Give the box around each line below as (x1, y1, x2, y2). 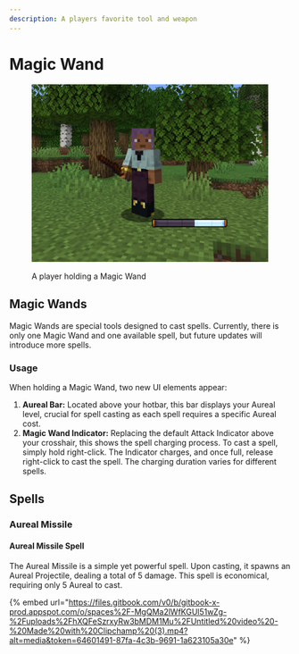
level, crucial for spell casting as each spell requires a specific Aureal (21, 409, 277, 420)
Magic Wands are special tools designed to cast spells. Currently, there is (9, 320, 279, 331)
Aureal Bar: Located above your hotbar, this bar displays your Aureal (21, 399, 276, 410)
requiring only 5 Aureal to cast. (9, 579, 123, 590)
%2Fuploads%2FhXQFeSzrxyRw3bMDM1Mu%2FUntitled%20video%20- (9, 616, 278, 626)
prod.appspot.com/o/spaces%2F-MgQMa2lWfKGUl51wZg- (9, 606, 228, 616)
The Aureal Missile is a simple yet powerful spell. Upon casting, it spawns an (9, 560, 291, 571)
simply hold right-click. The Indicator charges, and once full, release (21, 447, 274, 457)
